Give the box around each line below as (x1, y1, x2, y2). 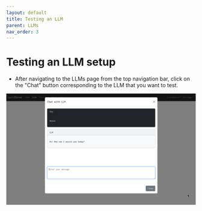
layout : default (6, 10, 47, 16)
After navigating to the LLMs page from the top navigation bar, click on (14, 75, 191, 82)
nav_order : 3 (6, 29, 39, 35)
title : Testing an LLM (6, 16, 63, 22)
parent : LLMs (6, 22, 39, 28)
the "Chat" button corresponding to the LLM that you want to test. (14, 82, 179, 89)
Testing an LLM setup (6, 55, 116, 69)
